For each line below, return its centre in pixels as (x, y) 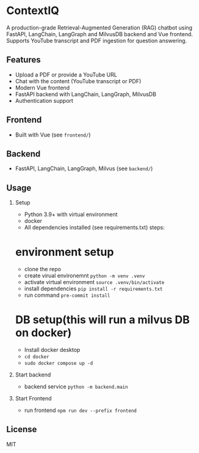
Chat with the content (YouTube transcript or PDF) (78, 81)
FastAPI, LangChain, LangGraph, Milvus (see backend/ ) (84, 168)
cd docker (37, 357)
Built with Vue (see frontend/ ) (53, 135)
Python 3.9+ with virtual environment (71, 214)
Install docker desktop (52, 350)
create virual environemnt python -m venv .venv (85, 275)
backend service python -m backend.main (76, 387)
